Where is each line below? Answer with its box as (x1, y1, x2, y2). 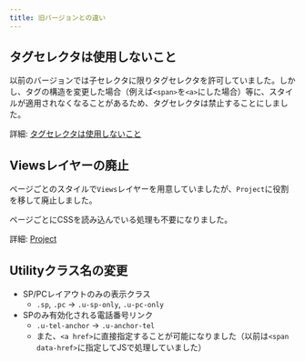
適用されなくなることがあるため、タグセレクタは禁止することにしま (25, 97, 280, 109)
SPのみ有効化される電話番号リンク (22, 310, 153, 321)
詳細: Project (9, 234, 57, 245)
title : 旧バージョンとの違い (9, 13, 107, 23)
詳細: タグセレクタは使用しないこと (9, 128, 142, 139)
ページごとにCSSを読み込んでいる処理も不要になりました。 (9, 215, 233, 226)
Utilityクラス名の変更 (9, 263, 128, 278)
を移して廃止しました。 (9, 195, 97, 206)
